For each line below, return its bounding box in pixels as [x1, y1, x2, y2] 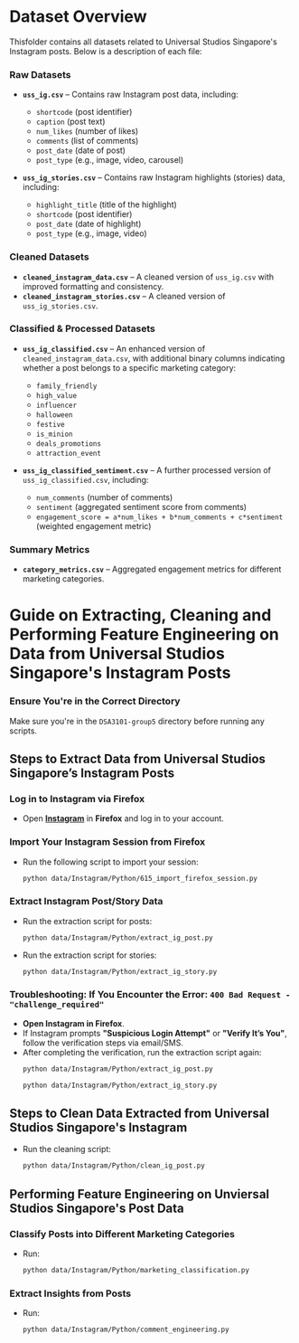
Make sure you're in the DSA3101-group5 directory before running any [9, 715, 265, 726]
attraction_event [35, 449, 102, 458]
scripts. [9, 725, 38, 736]
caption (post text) [35, 116, 106, 128]
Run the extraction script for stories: [22, 950, 157, 960]
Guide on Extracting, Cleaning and [9, 605, 272, 626]
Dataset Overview [9, 6, 147, 27]
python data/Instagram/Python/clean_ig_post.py [22, 1161, 205, 1170]
